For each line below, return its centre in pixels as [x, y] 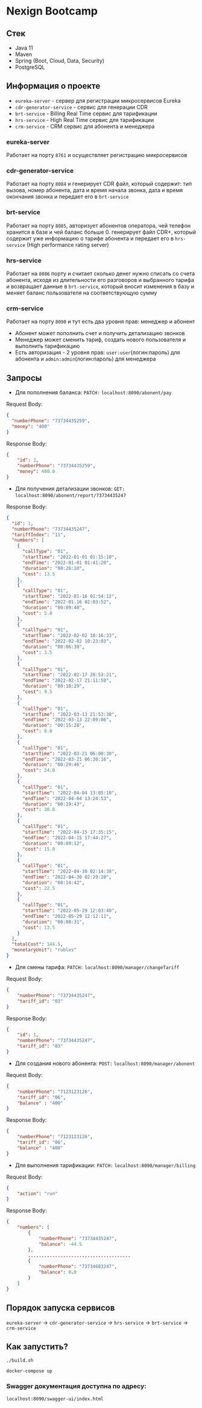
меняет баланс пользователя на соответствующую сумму [82, 293]
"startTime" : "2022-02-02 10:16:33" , [70, 636]
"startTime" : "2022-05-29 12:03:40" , [70, 911]
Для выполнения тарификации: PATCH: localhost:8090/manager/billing [105, 1165]
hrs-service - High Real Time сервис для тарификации [84, 120]
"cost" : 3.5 [37, 652]
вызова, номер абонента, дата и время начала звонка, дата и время [94, 190]
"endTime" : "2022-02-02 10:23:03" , [67, 641]
